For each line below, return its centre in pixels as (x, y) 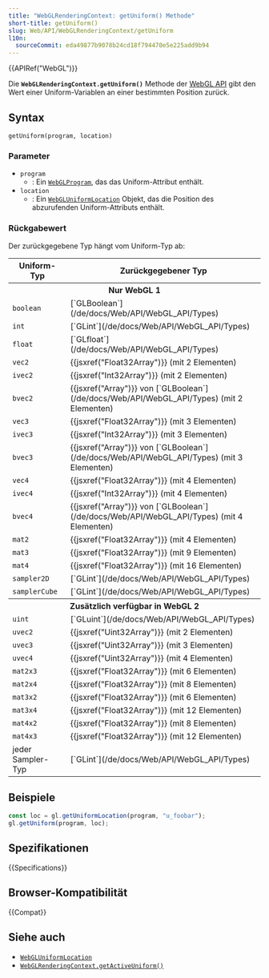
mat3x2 (25, 697)
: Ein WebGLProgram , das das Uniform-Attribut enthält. (118, 182)
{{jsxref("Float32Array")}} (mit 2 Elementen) (153, 362)
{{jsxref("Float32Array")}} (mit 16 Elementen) (156, 565)
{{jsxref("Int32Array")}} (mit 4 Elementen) (149, 493)
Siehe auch (37, 938)
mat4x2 (25, 723)
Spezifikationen (49, 849)
